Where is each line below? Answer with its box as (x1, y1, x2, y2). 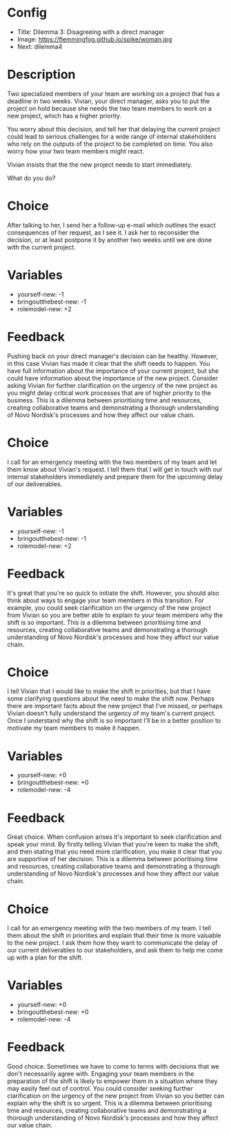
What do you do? (7, 174, 56, 182)
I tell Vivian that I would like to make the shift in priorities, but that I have (7, 687, 211, 696)
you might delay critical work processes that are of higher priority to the (7, 389, 212, 397)
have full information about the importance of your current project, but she (7, 367, 219, 375)
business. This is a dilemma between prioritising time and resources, (7, 396, 202, 404)
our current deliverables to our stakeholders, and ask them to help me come (7, 946, 223, 954)
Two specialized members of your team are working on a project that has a (7, 89, 220, 98)
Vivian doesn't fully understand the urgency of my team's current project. (7, 709, 216, 717)
